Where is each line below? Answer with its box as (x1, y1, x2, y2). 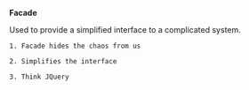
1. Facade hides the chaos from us (9, 41, 141, 50)
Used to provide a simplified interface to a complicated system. (9, 25, 242, 34)
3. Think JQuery (9, 72, 69, 81)
